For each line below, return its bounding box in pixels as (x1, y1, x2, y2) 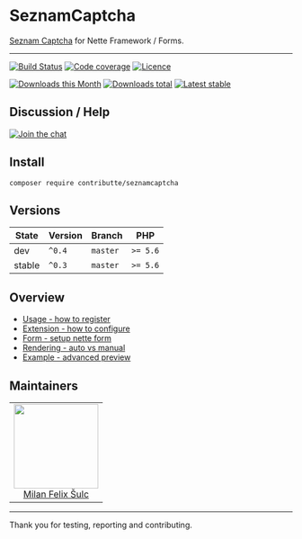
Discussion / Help (9, 104, 111, 120)
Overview (9, 290, 66, 305)
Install (9, 155, 45, 170)
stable (13, 259, 40, 272)
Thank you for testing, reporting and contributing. (9, 519, 193, 530)
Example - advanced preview (22, 352, 131, 363)
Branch (91, 229, 123, 242)
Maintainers (9, 378, 79, 393)
